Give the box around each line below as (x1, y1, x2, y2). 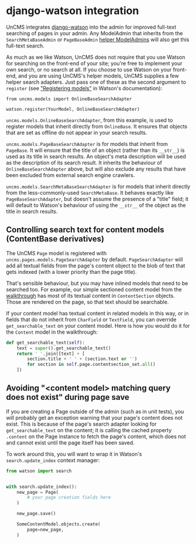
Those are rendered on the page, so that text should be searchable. (6, 298, 169, 306)
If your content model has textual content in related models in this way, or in (6, 310, 189, 317)
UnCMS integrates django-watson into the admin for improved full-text (6, 23, 177, 30)
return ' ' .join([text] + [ (16, 351, 85, 357)
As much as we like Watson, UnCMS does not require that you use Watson (6, 53, 185, 60)
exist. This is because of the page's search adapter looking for (6, 420, 157, 427)
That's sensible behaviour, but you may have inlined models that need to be (6, 280, 188, 287)
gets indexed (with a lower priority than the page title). (6, 268, 137, 275)
